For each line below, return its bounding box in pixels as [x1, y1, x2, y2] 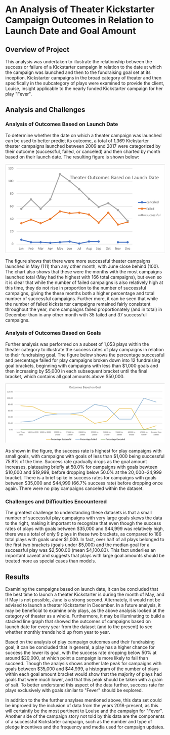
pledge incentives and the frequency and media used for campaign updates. [5, 724, 165, 730]
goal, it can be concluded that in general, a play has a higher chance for [5, 644, 155, 650]
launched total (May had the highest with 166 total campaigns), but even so [5, 274, 162, 280]
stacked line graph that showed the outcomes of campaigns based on [5, 618, 151, 624]
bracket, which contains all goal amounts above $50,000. [5, 373, 125, 379]
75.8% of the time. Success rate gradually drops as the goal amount [5, 458, 147, 464]
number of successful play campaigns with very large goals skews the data [5, 515, 163, 521]
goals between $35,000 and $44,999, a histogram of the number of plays [5, 666, 159, 672]
